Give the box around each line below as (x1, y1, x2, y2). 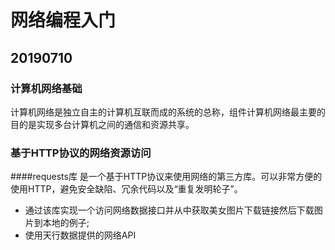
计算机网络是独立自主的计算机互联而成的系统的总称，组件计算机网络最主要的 (10, 106, 326, 118)
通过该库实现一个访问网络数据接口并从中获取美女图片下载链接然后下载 (24, 204, 315, 216)
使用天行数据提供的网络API (24, 229, 137, 241)
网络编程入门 (10, 9, 117, 32)
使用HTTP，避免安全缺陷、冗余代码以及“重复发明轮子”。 (10, 183, 243, 195)
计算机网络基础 (10, 81, 83, 95)
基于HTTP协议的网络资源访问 (10, 146, 152, 160)
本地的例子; (42, 217, 90, 229)
